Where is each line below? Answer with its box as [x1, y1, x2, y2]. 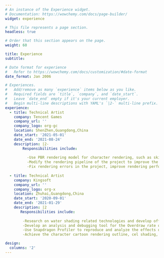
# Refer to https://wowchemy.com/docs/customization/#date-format [5, 69, 147, 74]
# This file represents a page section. [5, 25, 89, 30]
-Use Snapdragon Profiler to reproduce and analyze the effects [22, 227, 156, 233]
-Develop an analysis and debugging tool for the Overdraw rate [22, 223, 156, 228]
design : [5, 241, 21, 246]
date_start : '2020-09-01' [14, 196, 67, 201]
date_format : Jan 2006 [5, 74, 51, 79]
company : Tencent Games [14, 114, 62, 119]
